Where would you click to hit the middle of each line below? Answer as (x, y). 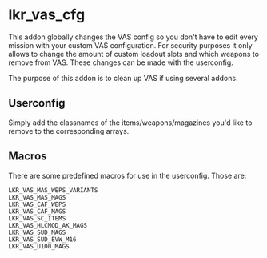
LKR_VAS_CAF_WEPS (37, 204)
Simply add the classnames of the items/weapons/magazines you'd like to (130, 123)
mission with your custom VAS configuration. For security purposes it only (131, 45)
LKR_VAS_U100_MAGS (39, 246)
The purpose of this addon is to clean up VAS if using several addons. (123, 78)
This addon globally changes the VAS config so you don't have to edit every (133, 37)
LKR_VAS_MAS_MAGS (37, 197)
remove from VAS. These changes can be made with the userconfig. (121, 62)
